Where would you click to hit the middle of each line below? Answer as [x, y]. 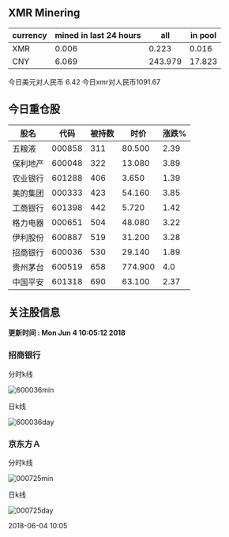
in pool [204, 35]
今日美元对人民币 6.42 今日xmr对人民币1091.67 [84, 81]
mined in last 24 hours [98, 35]
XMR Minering [44, 13]
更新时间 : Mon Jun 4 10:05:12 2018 [67, 333]
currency [30, 35]
